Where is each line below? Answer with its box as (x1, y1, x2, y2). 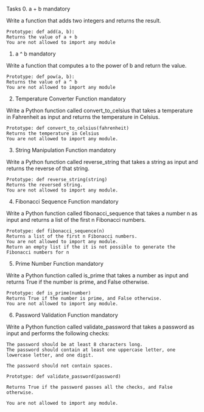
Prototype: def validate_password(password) (6, 374, 121, 380)
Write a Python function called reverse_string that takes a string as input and (6, 158, 199, 165)
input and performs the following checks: (6, 330, 110, 337)
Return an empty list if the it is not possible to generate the (6, 244, 175, 250)
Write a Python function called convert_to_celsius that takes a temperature (6, 107, 193, 114)
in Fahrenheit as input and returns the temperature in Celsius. (6, 113, 160, 121)
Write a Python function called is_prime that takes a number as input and (6, 272, 189, 279)
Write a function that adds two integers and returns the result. (6, 17, 161, 24)
